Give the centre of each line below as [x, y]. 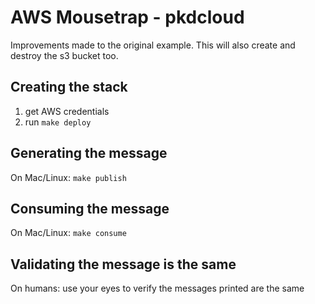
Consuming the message [90, 208]
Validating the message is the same [123, 264]
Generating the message [89, 153]
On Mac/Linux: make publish [68, 177]
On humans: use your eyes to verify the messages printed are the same [157, 288]
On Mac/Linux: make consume [68, 233]
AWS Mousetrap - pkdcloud [127, 17]
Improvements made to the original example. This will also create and [153, 45]
